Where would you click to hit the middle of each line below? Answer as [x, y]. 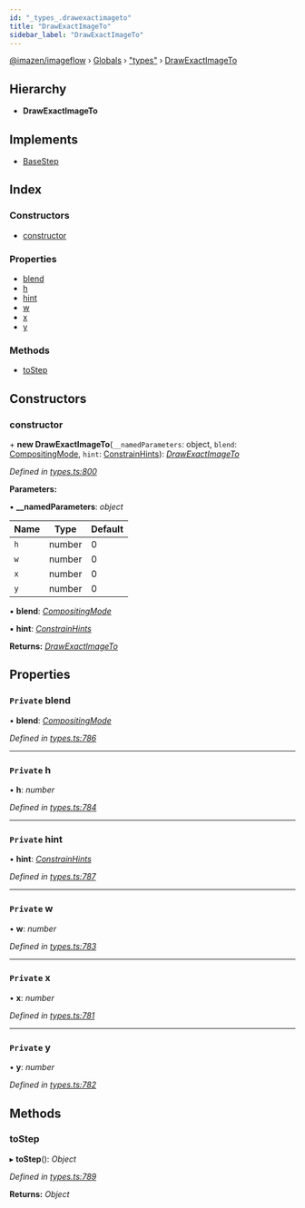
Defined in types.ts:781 [52, 1015]
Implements [44, 139]
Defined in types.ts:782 [53, 1085]
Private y [30, 1047]
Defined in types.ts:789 [53, 1176]
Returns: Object [39, 1193]
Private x [30, 978]
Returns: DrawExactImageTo [64, 646]
